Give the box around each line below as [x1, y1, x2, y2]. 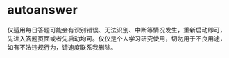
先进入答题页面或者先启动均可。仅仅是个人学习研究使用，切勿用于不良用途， [7, 34, 226, 43]
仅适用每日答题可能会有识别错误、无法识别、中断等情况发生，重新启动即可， [7, 26, 226, 34]
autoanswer [7, 2, 78, 18]
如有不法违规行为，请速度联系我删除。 [7, 43, 117, 51]
